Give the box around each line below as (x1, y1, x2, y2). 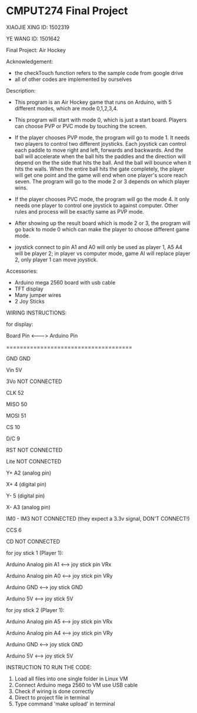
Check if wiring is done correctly (14, 688, 94, 695)
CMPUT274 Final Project (6, 4, 128, 18)
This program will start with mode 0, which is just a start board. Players (14, 116, 187, 123)
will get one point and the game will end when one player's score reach (14, 171, 188, 178)
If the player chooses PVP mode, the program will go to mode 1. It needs (14, 134, 190, 141)
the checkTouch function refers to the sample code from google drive (14, 69, 183, 76)
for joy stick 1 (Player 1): (6, 549, 64, 556)
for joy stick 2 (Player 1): (6, 606, 65, 613)
